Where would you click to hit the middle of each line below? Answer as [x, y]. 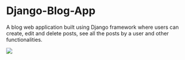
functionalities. [24, 39]
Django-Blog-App [51, 11]
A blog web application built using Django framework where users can [92, 27]
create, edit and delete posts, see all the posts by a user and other [87, 33]
